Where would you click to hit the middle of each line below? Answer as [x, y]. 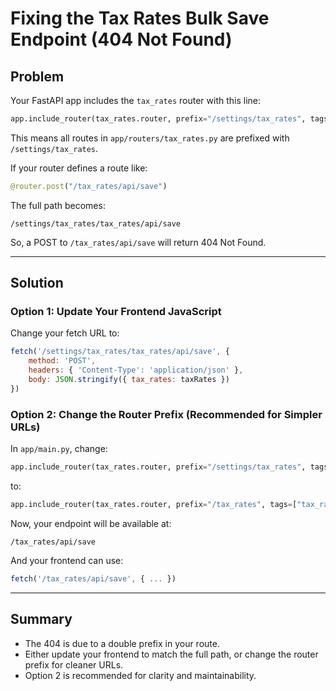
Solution [37, 283]
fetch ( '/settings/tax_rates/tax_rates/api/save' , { [120, 352]
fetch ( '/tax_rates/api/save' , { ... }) [93, 578]
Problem [37, 76]
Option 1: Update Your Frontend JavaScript [116, 312]
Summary [41, 619]
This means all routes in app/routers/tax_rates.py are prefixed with [150, 138]
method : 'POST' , [62, 361]
